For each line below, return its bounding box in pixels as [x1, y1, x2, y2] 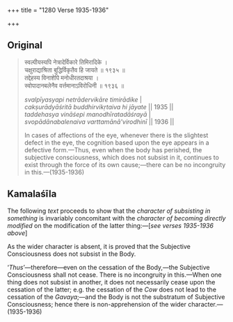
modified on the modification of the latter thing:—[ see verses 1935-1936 [7, 221, 214, 230]
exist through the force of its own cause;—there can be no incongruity [24, 160, 226, 169]
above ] [7, 229, 28, 237]
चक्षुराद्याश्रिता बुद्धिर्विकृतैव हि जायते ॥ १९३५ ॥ [24, 65, 125, 74]
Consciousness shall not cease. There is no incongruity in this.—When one [7, 271, 222, 279]
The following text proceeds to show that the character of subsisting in [7, 207, 211, 215]
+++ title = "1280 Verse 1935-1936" [7, 6, 109, 14]
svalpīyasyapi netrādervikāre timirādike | [24, 95, 143, 104]
